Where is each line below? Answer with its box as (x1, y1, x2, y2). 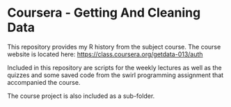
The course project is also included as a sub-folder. (7, 92, 155, 100)
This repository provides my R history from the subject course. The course (7, 42, 221, 51)
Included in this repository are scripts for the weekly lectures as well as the (7, 63, 222, 72)
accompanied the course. (7, 78, 81, 86)
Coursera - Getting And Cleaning (7, 5, 201, 21)
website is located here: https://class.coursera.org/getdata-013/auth (7, 50, 203, 58)
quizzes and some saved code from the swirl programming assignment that (7, 71, 224, 79)
